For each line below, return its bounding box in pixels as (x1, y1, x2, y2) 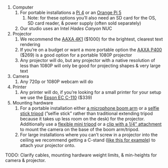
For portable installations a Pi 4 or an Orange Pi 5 (20, 9, 122, 15)
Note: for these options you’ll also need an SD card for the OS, (27, 15, 156, 20)
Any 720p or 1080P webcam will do (20, 78, 94, 84)
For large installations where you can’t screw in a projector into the (20, 132, 158, 137)
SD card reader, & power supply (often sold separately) (27, 20, 141, 26)
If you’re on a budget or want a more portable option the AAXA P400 (20, 47, 162, 52)
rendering (20, 41, 41, 47)
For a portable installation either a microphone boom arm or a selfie (20, 105, 159, 111)
